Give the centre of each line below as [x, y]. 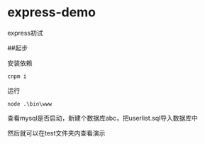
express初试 [26, 33]
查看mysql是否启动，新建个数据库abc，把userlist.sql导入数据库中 [103, 118]
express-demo [51, 12]
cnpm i [17, 76]
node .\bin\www [30, 104]
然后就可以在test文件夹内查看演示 [56, 133]
